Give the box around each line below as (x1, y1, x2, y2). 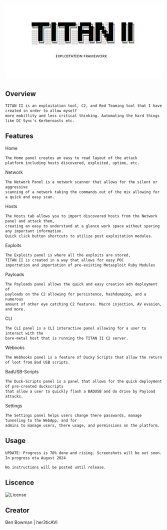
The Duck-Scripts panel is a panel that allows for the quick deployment (5, 378, 162, 384)
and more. (5, 306, 26, 311)
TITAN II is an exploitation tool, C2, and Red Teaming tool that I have (5, 103, 162, 108)
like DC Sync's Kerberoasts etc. (5, 118, 75, 123)
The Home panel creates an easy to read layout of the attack (5, 155, 137, 160)
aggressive (5, 184, 28, 189)
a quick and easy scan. (5, 194, 55, 199)
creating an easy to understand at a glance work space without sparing (5, 223, 160, 228)
